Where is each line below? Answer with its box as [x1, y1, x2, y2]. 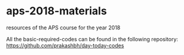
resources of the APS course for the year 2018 [6, 24, 121, 31]
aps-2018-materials [6, 4, 108, 18]
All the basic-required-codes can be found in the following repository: [6, 35, 178, 42]
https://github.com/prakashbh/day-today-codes [6, 42, 124, 49]
